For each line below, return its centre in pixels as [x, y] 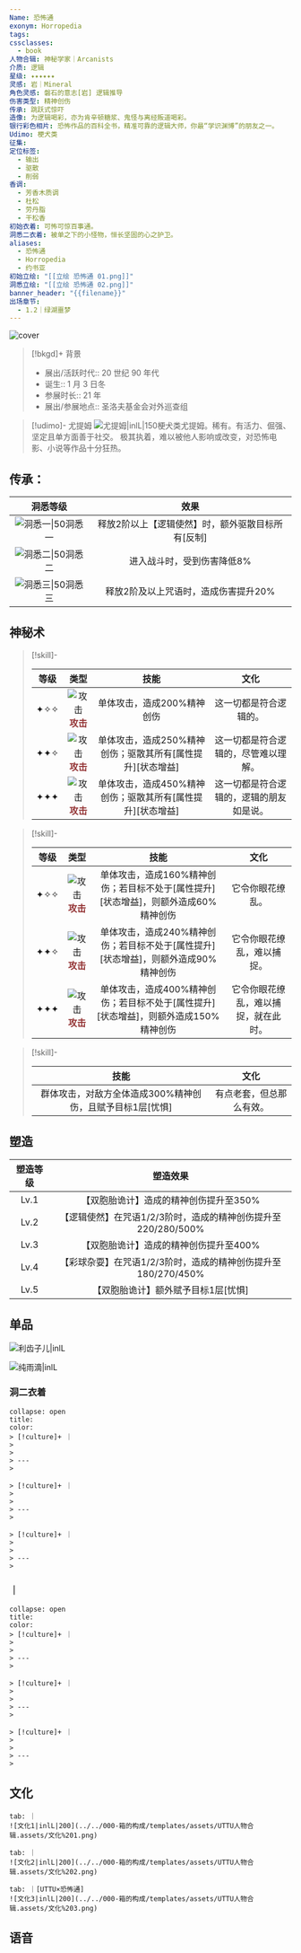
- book [30, 51]
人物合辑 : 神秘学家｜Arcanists [61, 59]
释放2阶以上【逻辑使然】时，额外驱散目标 [186, 524]
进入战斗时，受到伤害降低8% [190, 561]
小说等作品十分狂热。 [86, 448]
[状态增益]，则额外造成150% [159, 1016]
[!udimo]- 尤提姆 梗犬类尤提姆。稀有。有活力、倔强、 [161, 426]
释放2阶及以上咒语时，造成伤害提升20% [190, 592]
